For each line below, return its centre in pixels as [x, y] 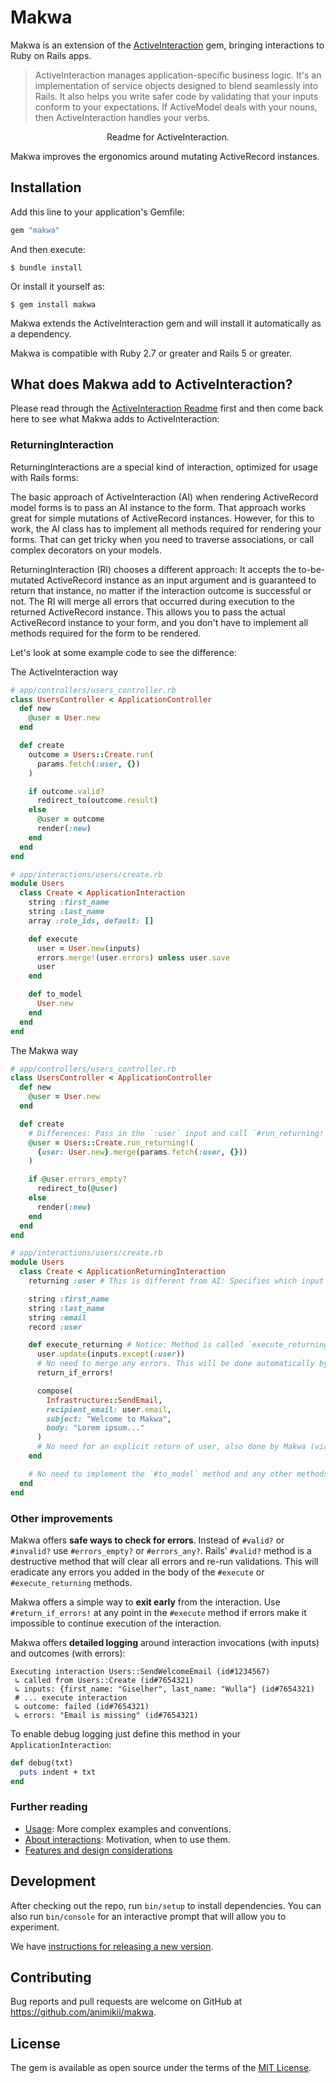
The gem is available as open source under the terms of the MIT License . [161, 2068]
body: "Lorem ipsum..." [95, 1428]
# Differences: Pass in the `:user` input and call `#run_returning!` [178, 1133]
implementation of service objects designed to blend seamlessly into [176, 85]
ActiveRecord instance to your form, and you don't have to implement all [159, 622]
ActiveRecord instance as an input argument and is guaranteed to [181, 580]
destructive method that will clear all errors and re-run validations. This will [164, 1561]
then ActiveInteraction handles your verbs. [122, 117]
